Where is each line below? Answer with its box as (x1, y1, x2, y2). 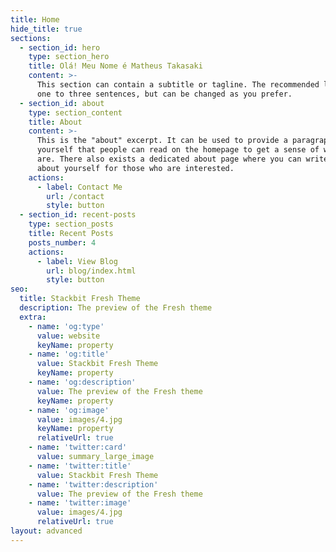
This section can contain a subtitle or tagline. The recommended (36, 80, 320, 90)
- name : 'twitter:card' (28, 442, 128, 453)
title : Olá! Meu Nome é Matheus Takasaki (28, 61, 203, 71)
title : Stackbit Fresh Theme (19, 294, 141, 304)
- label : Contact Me (36, 182, 123, 192)
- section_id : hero (19, 42, 101, 53)
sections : (10, 33, 52, 43)
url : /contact (46, 191, 105, 201)
